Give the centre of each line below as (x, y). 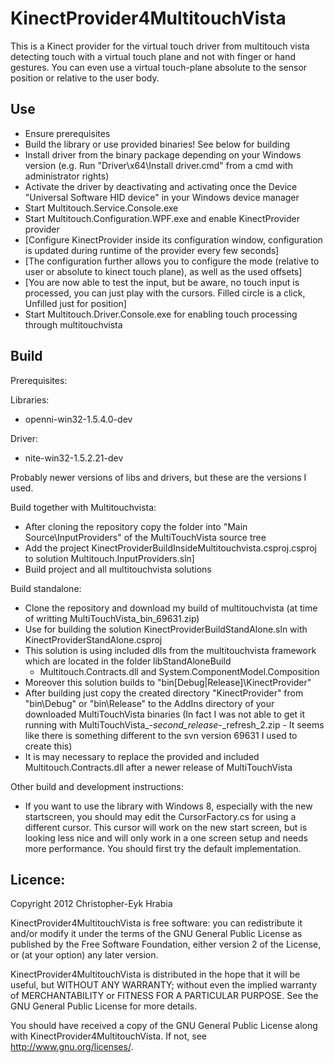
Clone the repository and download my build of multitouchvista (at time (171, 608)
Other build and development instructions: (97, 786)
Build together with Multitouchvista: (83, 507)
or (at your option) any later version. (84, 955)
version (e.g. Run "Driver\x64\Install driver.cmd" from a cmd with (158, 165)
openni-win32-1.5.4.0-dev (78, 419)
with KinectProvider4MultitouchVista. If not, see (108, 1036)
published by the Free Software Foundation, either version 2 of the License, (166, 944)
